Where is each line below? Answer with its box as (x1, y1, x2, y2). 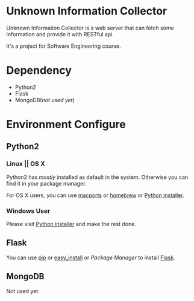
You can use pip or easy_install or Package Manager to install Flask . (6, 254, 175, 261)
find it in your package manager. (6, 180, 87, 187)
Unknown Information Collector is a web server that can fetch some (6, 24, 175, 31)
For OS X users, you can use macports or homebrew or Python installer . (6, 192, 185, 199)
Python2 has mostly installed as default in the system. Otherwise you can (6, 173, 189, 181)
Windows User (6, 207, 51, 215)
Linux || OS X (6, 160, 45, 168)
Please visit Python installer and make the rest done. (6, 221, 137, 228)
